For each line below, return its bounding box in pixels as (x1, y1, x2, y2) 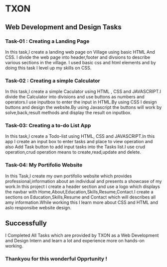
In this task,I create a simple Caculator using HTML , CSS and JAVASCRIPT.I (5, 89, 161, 94)
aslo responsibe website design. (5, 204, 71, 210)
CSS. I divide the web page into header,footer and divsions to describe (5, 54, 151, 60)
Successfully (5, 219, 47, 228)
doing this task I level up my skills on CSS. (5, 65, 92, 71)
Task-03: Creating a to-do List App (5, 122, 91, 129)
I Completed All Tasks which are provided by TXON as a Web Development (5, 232, 159, 238)
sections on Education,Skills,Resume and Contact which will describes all (5, 194, 156, 200)
